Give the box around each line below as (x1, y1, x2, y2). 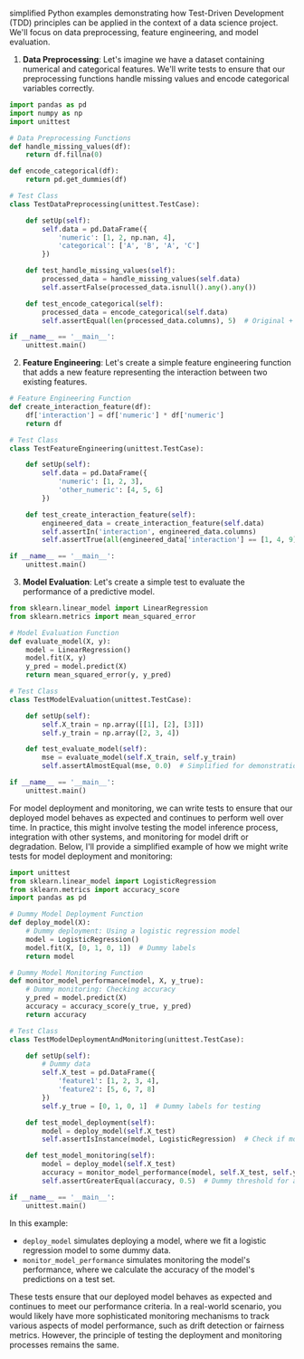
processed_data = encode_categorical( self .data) (42, 308, 229, 317)
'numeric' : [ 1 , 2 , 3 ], (57, 477, 144, 487)
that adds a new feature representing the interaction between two (22, 366, 268, 378)
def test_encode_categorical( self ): (25, 299, 165, 309)
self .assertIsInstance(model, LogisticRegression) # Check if (42, 1135, 285, 1144)
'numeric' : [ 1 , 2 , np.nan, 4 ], (57, 233, 176, 242)
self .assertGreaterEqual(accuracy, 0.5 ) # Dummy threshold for (42, 1176, 290, 1185)
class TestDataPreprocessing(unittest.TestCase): (9, 199, 201, 209)
